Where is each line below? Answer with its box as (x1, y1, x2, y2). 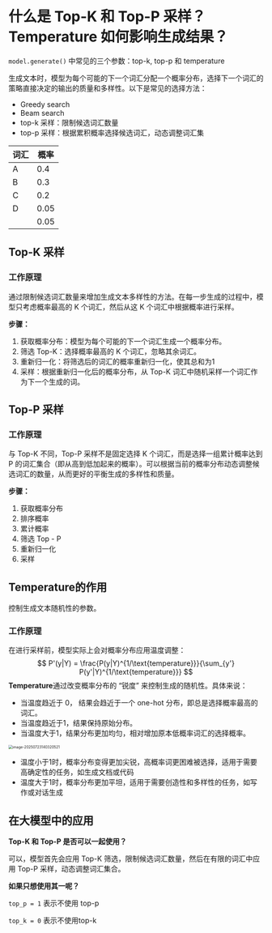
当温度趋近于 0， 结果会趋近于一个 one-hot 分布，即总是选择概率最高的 (19, 698, 258, 708)
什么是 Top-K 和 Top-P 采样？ (8, 7, 206, 26)
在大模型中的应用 (8, 813, 94, 827)
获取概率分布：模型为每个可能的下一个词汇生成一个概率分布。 (19, 336, 227, 346)
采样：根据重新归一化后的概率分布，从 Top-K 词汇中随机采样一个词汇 (19, 366, 251, 377)
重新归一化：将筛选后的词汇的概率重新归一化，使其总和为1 (19, 356, 215, 366)
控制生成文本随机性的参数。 (8, 603, 101, 613)
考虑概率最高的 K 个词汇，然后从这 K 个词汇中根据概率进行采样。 (22, 301, 239, 312)
